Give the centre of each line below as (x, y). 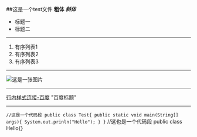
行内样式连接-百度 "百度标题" (41, 97)
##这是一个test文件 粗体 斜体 (41, 9)
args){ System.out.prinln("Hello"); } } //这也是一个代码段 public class (94, 121)
